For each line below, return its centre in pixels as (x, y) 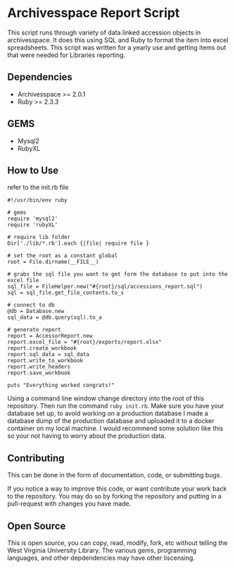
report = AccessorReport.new (50, 336)
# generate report (34, 330)
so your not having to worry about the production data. (87, 436)
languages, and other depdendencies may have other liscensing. (101, 558)
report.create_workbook (42, 348)
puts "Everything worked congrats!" (61, 386)
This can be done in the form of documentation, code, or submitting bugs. (115, 475)
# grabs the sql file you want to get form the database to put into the (118, 274)
